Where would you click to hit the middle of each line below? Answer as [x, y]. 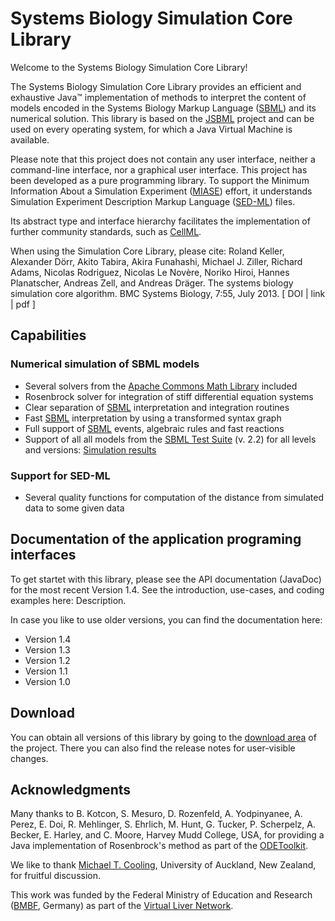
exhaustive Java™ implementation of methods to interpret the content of [158, 97]
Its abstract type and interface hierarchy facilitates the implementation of [160, 221]
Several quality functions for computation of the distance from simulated [174, 497]
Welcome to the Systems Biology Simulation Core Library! [129, 67]
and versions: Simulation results [90, 449]
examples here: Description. [68, 600]
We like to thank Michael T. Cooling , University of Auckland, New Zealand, [163, 865]
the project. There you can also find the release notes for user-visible [153, 748]
